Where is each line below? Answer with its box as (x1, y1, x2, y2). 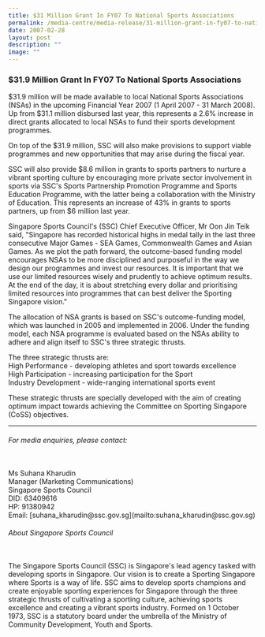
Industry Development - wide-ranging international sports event (8, 378, 215, 387)
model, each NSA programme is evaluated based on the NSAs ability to (8, 329, 240, 339)
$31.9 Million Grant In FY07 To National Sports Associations (8, 74, 242, 85)
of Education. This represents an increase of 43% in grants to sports (8, 198, 231, 207)
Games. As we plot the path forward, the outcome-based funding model (8, 247, 243, 256)
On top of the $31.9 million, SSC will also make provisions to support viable (8, 141, 252, 151)
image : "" (8, 48, 41, 56)
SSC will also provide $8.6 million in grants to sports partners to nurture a (8, 165, 247, 174)
